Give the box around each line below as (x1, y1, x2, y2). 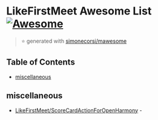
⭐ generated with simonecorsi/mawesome (21, 37, 127, 45)
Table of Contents (6, 57, 76, 68)
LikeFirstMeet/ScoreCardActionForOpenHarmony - (15, 107, 142, 114)
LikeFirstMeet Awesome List (6, 4, 152, 18)
